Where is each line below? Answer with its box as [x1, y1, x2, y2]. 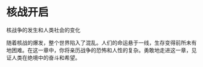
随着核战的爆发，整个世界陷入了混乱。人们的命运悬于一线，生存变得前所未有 [6, 39, 197, 46]
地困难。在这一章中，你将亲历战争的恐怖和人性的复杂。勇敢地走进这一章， [6, 46, 192, 54]
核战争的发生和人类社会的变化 [6, 26, 80, 33]
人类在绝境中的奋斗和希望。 [11, 54, 80, 61]
